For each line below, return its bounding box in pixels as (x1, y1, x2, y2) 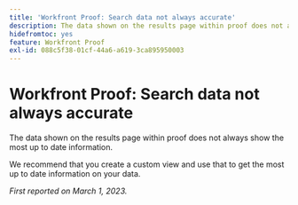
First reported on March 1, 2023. (9, 185, 128, 196)
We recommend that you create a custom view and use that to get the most (9, 159, 285, 170)
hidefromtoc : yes (9, 29, 74, 38)
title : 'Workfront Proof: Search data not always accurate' (9, 12, 237, 22)
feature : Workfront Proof (9, 37, 105, 47)
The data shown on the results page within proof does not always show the (9, 132, 285, 143)
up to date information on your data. (9, 169, 141, 179)
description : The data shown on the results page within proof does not (9, 21, 284, 30)
